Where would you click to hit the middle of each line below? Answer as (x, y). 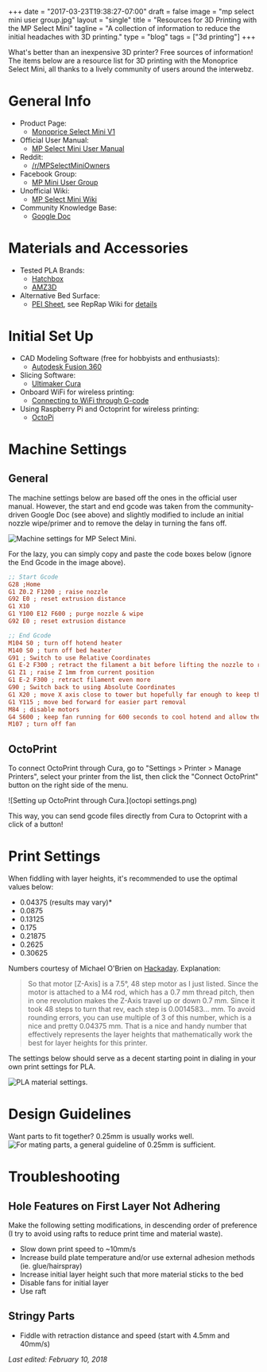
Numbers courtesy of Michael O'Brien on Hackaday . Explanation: (114, 968)
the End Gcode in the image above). (67, 562)
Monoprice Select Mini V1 (73, 131)
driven (19, 514)
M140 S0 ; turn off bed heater (60, 650)
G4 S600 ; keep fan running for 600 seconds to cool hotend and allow (128, 717)
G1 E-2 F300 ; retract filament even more (79, 680)
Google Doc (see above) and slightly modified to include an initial (137, 514)
